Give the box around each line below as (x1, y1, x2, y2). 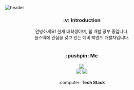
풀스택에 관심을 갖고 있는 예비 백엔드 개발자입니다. (34, 35, 130, 41)
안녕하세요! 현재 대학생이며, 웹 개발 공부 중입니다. (35, 28, 129, 34)
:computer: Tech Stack (58, 79, 105, 85)
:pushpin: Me (65, 52, 98, 59)
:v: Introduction (63, 17, 101, 23)
